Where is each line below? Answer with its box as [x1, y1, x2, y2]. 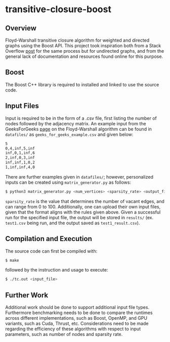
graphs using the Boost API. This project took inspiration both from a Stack [5, 43, 161, 49]
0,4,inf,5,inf [5, 146, 35, 151]
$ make [5, 258, 19, 263]
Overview [5, 24, 37, 32]
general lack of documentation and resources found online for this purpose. [5, 53, 163, 59]
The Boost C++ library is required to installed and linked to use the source [5, 81, 159, 87]
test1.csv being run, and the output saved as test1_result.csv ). [5, 220, 140, 226]
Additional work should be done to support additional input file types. [5, 304, 150, 311]
